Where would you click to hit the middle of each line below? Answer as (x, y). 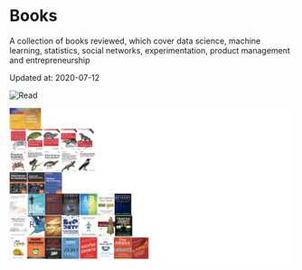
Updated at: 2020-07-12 (55, 77)
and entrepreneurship (50, 60)
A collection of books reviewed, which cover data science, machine (135, 41)
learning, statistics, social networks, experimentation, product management (150, 50)
